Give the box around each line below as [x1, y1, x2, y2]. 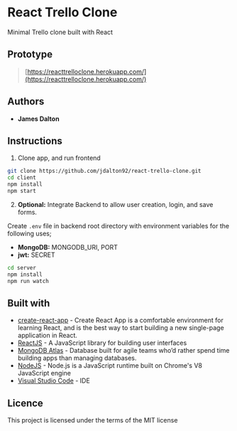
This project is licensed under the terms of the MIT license [7, 416, 178, 425]
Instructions [7, 134, 62, 147]
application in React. [17, 331, 78, 340]
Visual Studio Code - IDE [17, 376, 90, 385]
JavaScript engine [17, 369, 71, 378]
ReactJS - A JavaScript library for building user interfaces [17, 339, 187, 347]
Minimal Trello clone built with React [7, 28, 114, 36]
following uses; [7, 229, 52, 238]
